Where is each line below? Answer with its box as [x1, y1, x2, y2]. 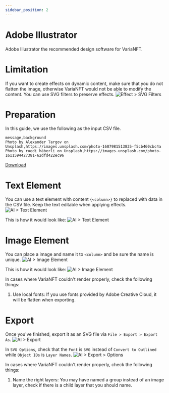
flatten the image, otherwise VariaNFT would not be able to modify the [5, 85, 151, 92]
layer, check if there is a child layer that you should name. [12, 382, 133, 388]
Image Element [5, 235, 69, 246]
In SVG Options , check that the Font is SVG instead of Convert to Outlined [5, 346, 157, 353]
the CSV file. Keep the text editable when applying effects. [5, 202, 127, 208]
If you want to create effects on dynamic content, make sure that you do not [5, 80, 163, 86]
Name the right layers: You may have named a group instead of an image [12, 377, 164, 383]
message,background [5, 135, 46, 141]
